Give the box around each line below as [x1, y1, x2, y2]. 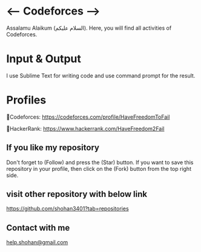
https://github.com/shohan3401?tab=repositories [6, 205, 129, 213]
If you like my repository [6, 142, 100, 153]
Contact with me [6, 222, 70, 233]
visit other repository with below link [6, 189, 147, 199]
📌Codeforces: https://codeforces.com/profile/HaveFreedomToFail [6, 113, 170, 121]
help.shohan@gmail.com [6, 239, 68, 246]
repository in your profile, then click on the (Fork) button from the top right [6, 165, 192, 172]
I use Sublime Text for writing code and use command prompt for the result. [6, 71, 196, 79]
